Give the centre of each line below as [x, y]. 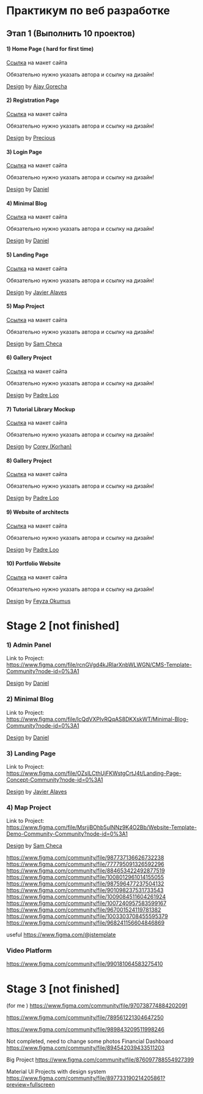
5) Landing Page [28, 255]
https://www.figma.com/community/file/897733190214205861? [86, 1078]
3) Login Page [24, 152]
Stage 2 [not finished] [63, 626]
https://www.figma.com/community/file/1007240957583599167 [87, 903]
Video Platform [29, 950]
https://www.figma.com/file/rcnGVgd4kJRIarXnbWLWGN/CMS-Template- [99, 665]
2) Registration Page [33, 100]
